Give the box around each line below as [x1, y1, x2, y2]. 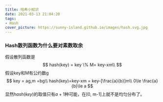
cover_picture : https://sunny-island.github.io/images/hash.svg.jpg [5, 25, 148, 30]
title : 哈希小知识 [5, 7, 39, 12]
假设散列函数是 [5, 54, 35, 60]
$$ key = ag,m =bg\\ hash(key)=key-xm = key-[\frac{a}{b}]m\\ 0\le [6, 78, 141, 84]
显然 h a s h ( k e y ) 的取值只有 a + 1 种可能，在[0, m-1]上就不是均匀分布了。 [5, 91, 145, 97]
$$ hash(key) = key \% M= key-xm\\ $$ [42, 62, 122, 68]
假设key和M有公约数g [5, 70, 49, 76]
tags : [5, 16, 16, 21]
